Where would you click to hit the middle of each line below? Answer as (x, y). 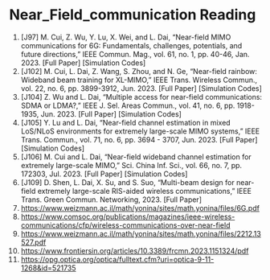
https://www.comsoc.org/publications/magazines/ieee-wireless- (128, 216)
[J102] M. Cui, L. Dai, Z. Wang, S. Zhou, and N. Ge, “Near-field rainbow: (139, 71)
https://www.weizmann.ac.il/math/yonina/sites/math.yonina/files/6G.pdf (140, 208)
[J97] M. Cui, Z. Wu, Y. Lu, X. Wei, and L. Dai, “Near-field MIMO (126, 37)
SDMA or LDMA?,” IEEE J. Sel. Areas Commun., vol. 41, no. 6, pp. (128, 105)
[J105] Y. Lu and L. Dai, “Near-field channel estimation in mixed (126, 122)
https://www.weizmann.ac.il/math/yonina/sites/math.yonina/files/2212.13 (141, 233)
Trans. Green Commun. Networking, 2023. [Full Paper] (111, 200)
